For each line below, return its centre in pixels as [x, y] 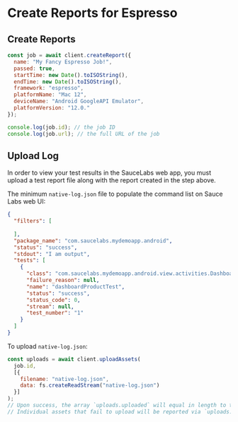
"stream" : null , [50, 306]
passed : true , [34, 69]
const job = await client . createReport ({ [69, 55]
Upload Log [33, 156]
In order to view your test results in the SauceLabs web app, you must [109, 173]
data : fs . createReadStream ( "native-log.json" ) [90, 386]
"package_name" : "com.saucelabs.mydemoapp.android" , [93, 241]
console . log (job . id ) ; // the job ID [61, 127]
